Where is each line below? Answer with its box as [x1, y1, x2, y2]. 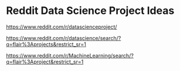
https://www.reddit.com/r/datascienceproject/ [6, 23, 117, 30]
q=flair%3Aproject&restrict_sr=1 [6, 58, 84, 65]
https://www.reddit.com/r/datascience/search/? [6, 34, 121, 41]
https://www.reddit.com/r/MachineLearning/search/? [6, 52, 134, 59]
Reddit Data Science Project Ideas [6, 4, 175, 17]
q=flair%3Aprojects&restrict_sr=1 [6, 41, 86, 48]
